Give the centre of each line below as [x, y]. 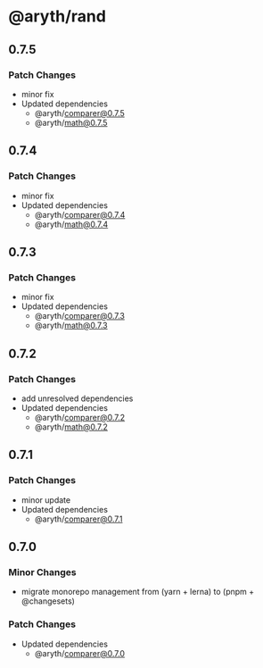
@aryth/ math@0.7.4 [71, 224]
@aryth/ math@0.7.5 [71, 122]
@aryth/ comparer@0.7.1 [78, 519]
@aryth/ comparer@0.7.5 [80, 113]
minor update [46, 500]
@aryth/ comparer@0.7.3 [80, 316]
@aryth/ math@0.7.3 [71, 326]
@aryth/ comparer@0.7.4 [80, 214]
